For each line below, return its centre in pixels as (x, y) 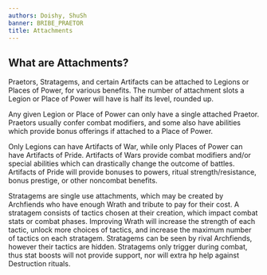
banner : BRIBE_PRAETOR (46, 23)
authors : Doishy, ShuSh (48, 16)
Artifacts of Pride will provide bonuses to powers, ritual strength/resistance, (132, 172)
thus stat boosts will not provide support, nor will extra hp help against (124, 255)
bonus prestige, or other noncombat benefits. (83, 181)
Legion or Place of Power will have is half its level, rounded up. (111, 99)
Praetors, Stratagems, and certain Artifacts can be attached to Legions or (129, 82)
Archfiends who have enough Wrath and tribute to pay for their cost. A (124, 205)
